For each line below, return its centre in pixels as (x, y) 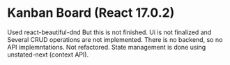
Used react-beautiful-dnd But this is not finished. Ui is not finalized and (109, 32)
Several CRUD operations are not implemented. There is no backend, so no (115, 39)
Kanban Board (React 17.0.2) (91, 13)
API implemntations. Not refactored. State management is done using (107, 47)
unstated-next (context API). (48, 55)
